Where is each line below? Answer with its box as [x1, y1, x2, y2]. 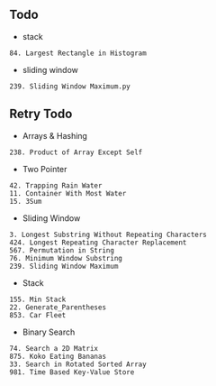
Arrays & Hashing [22, 130, 88, 141]
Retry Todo [9, 106, 73, 122]
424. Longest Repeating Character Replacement [9, 238, 187, 247]
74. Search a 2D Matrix [9, 344, 99, 353]
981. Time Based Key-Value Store [9, 367, 135, 377]
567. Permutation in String [9, 245, 115, 255]
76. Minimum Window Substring [9, 253, 123, 262]
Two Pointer [22, 163, 67, 174]
